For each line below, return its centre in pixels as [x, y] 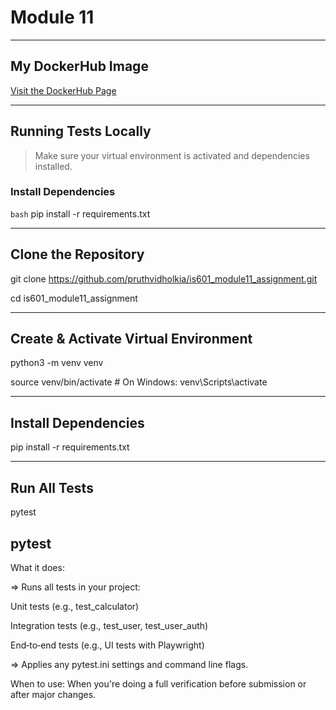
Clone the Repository [77, 254]
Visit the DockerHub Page [63, 90]
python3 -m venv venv [57, 363]
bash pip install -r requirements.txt [80, 213]
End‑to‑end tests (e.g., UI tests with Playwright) [107, 645]
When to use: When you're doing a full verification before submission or [158, 683]
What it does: [37, 567]
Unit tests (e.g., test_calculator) [75, 606]
